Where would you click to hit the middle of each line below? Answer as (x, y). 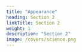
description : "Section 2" (38, 34)
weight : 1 (19, 28)
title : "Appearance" (32, 12)
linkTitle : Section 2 (33, 23)
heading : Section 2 (31, 17)
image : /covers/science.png (41, 39)
